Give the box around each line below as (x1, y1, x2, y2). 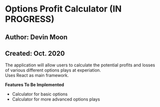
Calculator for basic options (12, 91, 68, 97)
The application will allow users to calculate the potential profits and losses (5, 62, 156, 68)
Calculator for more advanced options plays (12, 96, 100, 102)
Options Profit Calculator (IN (5, 3, 122, 15)
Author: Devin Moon (5, 33, 68, 41)
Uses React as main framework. (5, 73, 69, 78)
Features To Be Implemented (5, 82, 64, 88)
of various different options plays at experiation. (5, 67, 101, 73)
